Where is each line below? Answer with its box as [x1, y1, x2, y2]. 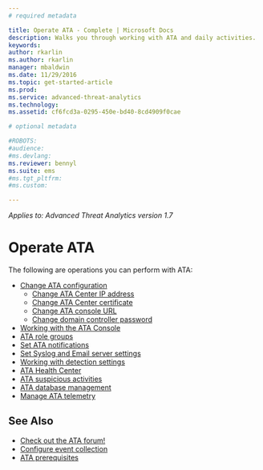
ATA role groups [19, 331, 74, 341]
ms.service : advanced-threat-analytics [8, 93, 142, 101]
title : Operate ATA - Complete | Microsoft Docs [8, 26, 174, 34]
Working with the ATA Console [19, 323, 121, 333]
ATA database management [19, 383, 111, 392]
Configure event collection [19, 444, 108, 453]
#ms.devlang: [8, 151, 52, 160]
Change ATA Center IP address [31, 289, 135, 299]
